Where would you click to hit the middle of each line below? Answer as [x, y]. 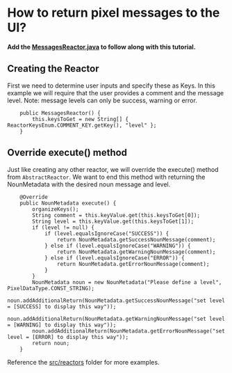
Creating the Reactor [53, 69]
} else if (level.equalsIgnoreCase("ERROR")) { [115, 258]
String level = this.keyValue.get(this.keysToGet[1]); [113, 221]
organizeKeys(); [56, 209]
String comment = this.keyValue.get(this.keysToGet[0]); [116, 215]
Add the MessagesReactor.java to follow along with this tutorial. [101, 47]
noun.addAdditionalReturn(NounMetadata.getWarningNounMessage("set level [116, 319]
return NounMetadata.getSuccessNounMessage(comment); [136, 239]
